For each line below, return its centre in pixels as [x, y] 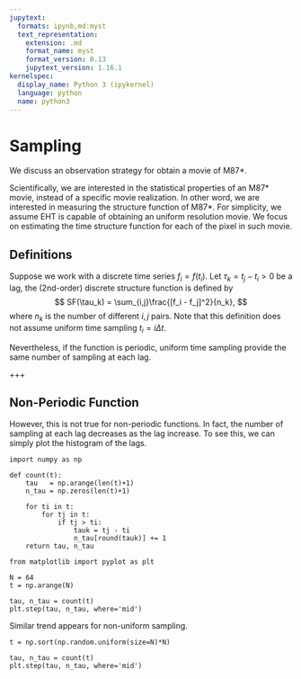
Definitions [41, 254]
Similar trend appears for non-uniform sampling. [99, 626]
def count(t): [36, 476]
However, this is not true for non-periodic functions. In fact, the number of [146, 424]
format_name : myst [60, 51]
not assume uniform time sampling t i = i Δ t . [88, 329]
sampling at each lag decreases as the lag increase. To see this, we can [142, 433]
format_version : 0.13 [66, 59]
